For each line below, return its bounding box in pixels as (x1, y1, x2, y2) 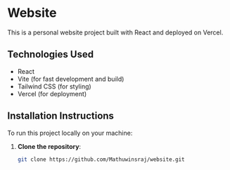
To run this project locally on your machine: (7, 129, 133, 137)
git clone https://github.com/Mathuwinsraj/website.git (17, 156, 185, 163)
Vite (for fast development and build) (17, 74, 124, 83)
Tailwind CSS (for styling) (17, 82, 91, 91)
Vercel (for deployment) (17, 89, 87, 98)
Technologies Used (7, 48, 94, 60)
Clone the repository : (17, 142, 82, 150)
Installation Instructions (7, 110, 115, 122)
